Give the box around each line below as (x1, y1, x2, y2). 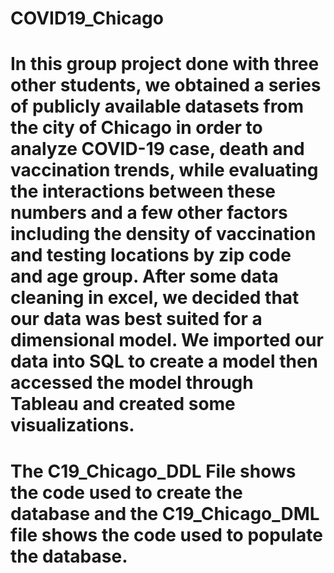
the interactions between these (10, 180, 277, 203)
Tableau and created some (10, 393, 236, 416)
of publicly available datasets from (10, 95, 305, 118)
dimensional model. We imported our (10, 329, 324, 352)
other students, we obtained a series (10, 74, 322, 97)
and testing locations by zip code (10, 244, 292, 267)
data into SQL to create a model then (10, 350, 319, 373)
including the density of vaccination (10, 223, 317, 246)
